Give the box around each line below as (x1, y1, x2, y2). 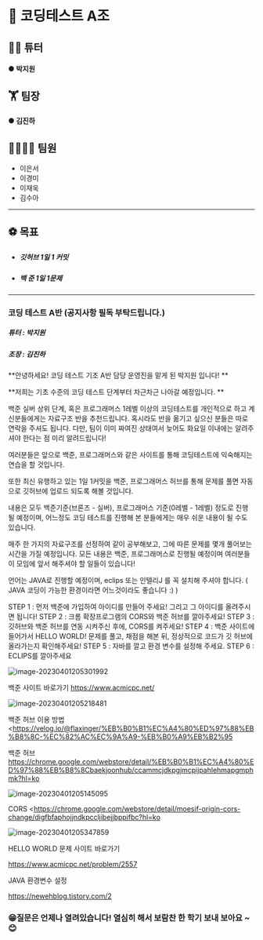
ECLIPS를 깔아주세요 (8, 650, 72, 660)
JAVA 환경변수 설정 (8, 876, 67, 885)
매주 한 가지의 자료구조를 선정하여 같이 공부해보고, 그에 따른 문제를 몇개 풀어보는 (8, 539, 253, 548)
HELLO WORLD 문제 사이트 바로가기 (8, 843, 121, 853)
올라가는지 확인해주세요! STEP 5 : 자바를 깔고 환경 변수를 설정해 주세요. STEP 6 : (8, 641, 254, 650)
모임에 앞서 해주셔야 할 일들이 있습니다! (16, 559, 135, 568)
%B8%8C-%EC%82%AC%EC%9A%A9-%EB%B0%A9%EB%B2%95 (8, 731, 233, 741)
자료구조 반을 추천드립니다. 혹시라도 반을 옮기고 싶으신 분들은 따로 (48, 414, 249, 423)
